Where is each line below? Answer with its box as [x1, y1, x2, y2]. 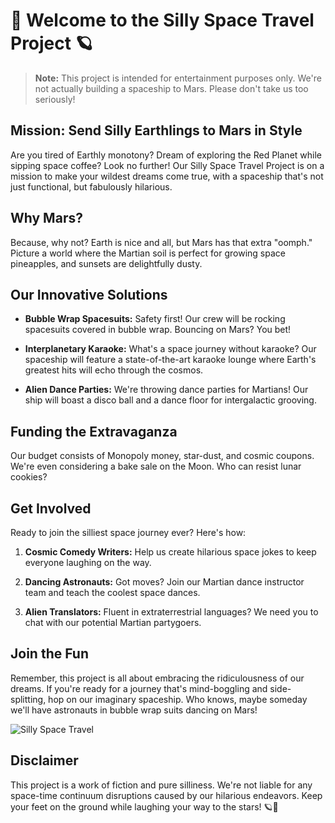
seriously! [34, 93, 76, 105]
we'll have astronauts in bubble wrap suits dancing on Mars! [10, 704, 258, 716]
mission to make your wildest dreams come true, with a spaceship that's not [10, 170, 324, 182]
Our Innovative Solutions [10, 286, 168, 303]
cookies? [10, 471, 48, 483]
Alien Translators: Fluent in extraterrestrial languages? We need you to [24, 606, 319, 618]
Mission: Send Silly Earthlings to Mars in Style [10, 122, 303, 139]
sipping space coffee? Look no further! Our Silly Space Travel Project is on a [10, 159, 325, 171]
